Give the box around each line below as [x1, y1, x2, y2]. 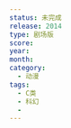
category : [9, 64, 47, 73]
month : [9, 55, 34, 64]
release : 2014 [9, 22, 63, 31]
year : [9, 47, 30, 56]
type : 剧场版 [9, 30, 54, 39]
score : [9, 38, 34, 48]
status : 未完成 [9, 13, 62, 23]
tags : [9, 80, 30, 89]
